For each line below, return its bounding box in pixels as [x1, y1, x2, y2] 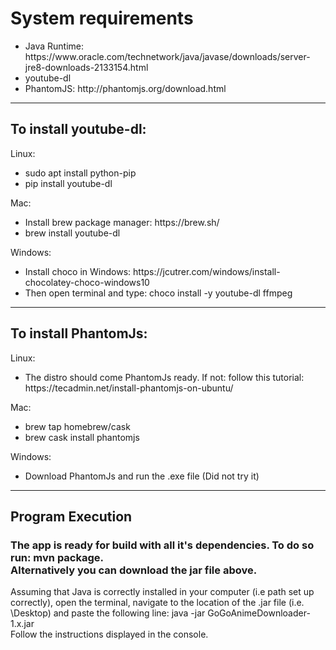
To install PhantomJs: [10, 325, 148, 342]
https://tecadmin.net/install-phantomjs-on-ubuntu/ [24, 382, 234, 394]
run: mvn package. [10, 550, 105, 564]
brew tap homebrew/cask [24, 420, 131, 432]
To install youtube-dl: [10, 121, 147, 138]
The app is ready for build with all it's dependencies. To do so [10, 538, 315, 552]
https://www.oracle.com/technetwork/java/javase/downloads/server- [24, 50, 311, 62]
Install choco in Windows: [24, 265, 132, 277]
